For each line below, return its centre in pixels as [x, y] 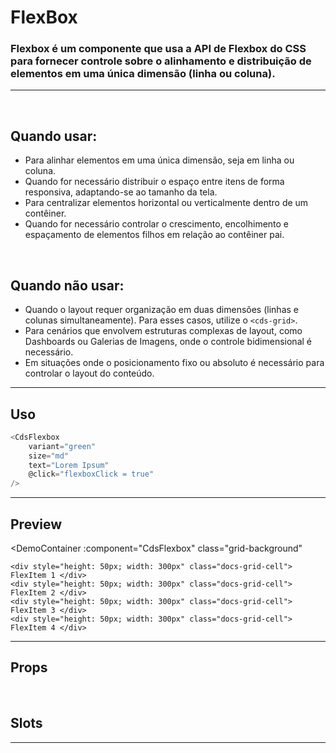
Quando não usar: [67, 285]
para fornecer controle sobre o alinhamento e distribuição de [161, 61]
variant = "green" [62, 446]
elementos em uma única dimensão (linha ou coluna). [143, 74]
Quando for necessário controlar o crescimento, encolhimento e [157, 224]
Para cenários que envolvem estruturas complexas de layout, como [163, 331]
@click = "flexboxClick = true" [91, 474]
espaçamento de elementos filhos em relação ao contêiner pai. [154, 235]
